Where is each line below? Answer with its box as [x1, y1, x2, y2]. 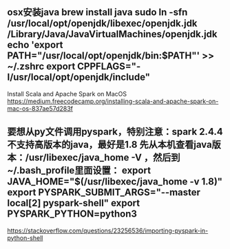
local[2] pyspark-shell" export [7, 197, 140, 209]
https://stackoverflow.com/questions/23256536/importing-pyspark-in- [7, 226, 209, 235]
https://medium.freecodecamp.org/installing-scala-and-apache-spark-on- [7, 97, 219, 105]
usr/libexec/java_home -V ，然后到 [28, 152, 180, 164]
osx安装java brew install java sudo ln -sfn [7, 6, 188, 19]
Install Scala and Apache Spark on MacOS [7, 89, 127, 98]
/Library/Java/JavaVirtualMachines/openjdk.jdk [7, 28, 218, 40]
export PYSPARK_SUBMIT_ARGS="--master [7, 186, 201, 198]
